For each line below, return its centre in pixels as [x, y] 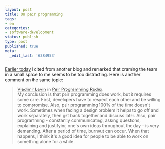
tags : [11, 19]
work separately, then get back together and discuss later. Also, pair [86, 116]
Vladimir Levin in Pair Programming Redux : [61, 89]
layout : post [18, 10]
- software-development [30, 32]
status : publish [22, 37]
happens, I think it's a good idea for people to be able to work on [83, 136]
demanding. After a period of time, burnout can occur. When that [83, 131]
